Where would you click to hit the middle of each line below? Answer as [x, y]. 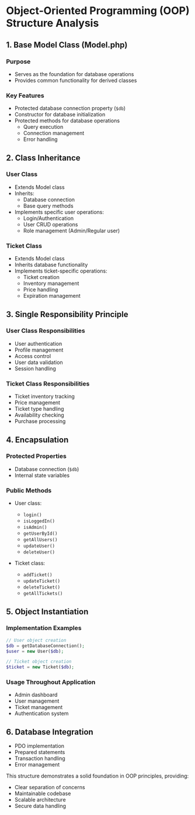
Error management [37, 765]
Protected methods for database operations [67, 121]
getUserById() [40, 534]
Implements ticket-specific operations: [61, 271]
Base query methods [48, 205]
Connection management [54, 133]
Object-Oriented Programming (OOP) [98, 11]
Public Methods [29, 490]
